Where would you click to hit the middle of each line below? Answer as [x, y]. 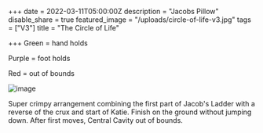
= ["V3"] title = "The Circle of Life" [64, 28]
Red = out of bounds [41, 73]
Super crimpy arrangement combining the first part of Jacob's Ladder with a [131, 104]
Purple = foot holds [39, 58]
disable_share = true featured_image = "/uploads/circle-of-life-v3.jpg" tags [130, 20]
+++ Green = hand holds [48, 43]
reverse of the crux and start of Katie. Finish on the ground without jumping [130, 112]
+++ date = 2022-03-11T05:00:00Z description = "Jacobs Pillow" [113, 11]
